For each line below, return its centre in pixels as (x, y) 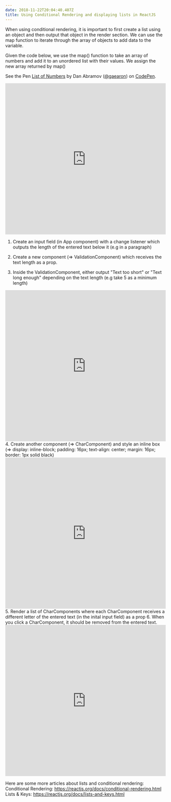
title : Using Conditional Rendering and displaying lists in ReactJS (81, 15)
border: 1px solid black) (30, 455)
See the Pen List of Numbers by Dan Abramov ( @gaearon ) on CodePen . (81, 76)
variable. (15, 45)
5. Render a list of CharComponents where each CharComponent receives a (85, 611)
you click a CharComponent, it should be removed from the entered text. (81, 622)
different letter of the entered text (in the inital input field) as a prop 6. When (85, 617)
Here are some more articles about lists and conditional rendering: (75, 783)
